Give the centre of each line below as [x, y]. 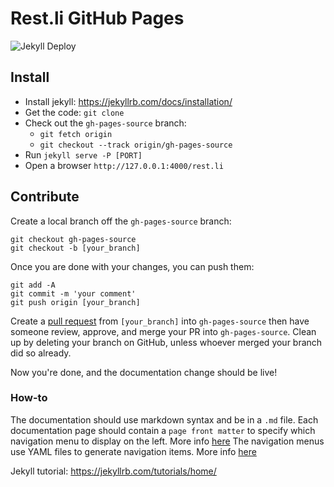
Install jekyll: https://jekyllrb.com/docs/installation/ [128, 101]
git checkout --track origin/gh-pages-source [136, 145]
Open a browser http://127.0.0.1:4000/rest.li [124, 165]
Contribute [45, 197]
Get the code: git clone [74, 112]
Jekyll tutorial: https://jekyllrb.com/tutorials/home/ [113, 471]
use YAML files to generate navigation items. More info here [133, 451]
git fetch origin [76, 134]
